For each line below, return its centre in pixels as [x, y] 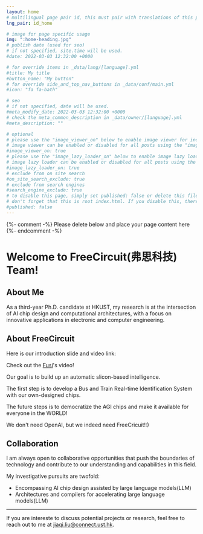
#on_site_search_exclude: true [46, 179]
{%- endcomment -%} [34, 231]
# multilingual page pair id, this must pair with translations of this [100, 18]
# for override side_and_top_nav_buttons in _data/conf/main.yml [90, 84]
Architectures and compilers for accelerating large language [90, 494]
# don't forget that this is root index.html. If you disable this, [94, 202]
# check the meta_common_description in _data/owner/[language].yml [94, 117]
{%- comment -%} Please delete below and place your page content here [98, 224]
